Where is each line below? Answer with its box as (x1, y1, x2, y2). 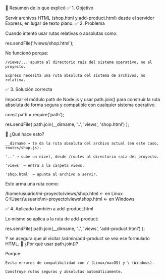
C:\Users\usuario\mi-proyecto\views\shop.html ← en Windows (5, 196, 135, 202)
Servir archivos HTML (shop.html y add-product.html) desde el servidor (5, 15, 155, 21)
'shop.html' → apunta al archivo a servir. (5, 172, 98, 177)
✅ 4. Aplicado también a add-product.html (5, 206, 93, 212)
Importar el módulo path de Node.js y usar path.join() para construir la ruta (5, 97, 160, 102)
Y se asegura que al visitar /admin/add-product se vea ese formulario (5, 236, 150, 241)
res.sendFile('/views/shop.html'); (5, 40, 74, 46)
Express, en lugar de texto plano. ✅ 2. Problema (5, 20, 105, 26)
